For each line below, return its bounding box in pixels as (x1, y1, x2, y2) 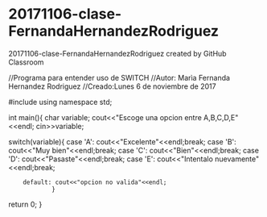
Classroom (8, 57, 44, 67)
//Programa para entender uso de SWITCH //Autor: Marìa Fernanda (8, 73, 231, 82)
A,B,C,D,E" (203, 112, 239, 122)
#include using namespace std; (8, 97, 113, 106)
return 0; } (8, 199, 43, 209)
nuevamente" (214, 154, 260, 164)
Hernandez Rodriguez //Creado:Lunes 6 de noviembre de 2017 (8, 81, 216, 91)
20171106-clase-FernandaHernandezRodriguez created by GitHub (8, 48, 227, 58)
